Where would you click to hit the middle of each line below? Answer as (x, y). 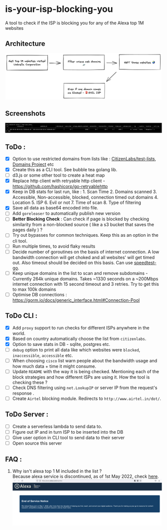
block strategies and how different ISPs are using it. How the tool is (81, 377)
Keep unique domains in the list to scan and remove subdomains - (80, 273)
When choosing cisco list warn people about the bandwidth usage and (85, 360)
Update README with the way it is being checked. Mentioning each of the (86, 371)
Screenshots (25, 113)
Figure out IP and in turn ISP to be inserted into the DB (68, 432)
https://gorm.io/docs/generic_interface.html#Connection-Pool (76, 300)
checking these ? (30, 382)
